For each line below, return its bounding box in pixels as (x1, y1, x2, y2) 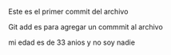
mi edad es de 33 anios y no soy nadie (8, 37, 136, 47)
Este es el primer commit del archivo (8, 7, 129, 16)
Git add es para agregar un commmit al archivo (8, 22, 164, 31)
